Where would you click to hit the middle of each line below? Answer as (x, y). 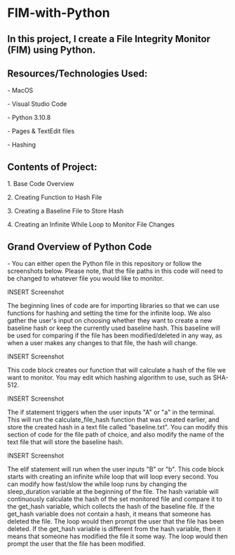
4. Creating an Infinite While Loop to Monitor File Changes (91, 225)
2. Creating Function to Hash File (55, 197)
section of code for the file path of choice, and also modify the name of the (116, 435)
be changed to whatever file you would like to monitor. (86, 279)
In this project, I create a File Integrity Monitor (109, 39)
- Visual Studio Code (37, 104)
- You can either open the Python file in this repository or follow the (105, 264)
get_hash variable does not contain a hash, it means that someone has (109, 514)
